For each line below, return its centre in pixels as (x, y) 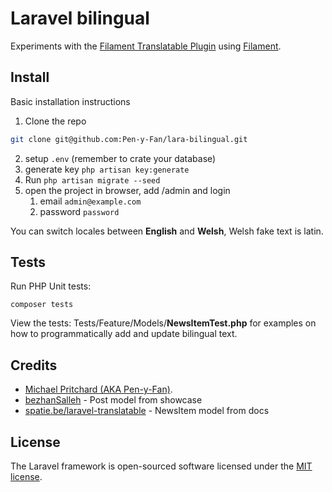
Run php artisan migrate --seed (92, 179)
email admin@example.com (90, 201)
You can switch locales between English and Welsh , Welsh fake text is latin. (167, 231)
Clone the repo (55, 121)
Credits (34, 365)
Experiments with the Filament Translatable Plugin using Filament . (146, 46)
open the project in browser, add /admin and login (127, 190)
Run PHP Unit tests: (51, 286)
